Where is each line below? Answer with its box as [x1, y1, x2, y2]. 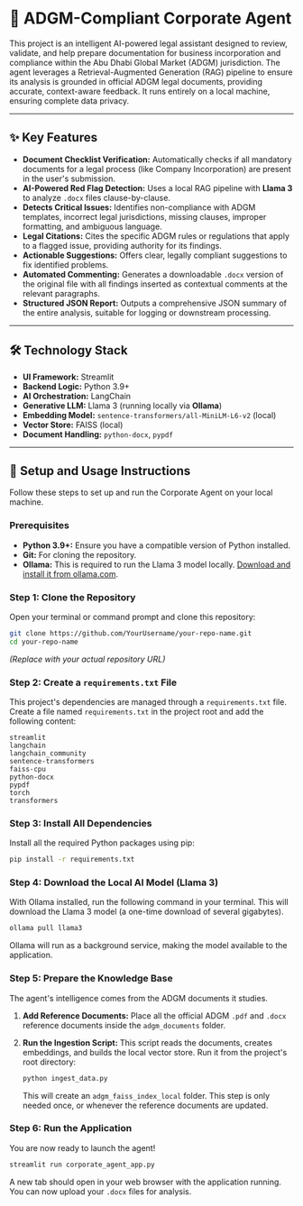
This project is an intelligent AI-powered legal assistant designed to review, [9, 38, 288, 49]
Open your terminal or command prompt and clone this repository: [9, 611, 256, 622]
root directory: [22, 1056, 77, 1067]
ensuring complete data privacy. [9, 95, 129, 106]
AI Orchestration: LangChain [22, 390, 132, 401]
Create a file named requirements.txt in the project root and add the [9, 707, 264, 717]
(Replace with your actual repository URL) [9, 653, 166, 664]
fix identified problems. [22, 259, 109, 270]
